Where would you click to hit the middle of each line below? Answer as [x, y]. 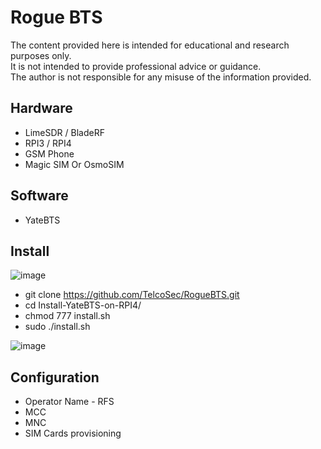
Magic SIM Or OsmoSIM [74, 164]
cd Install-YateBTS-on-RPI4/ [83, 305]
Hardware [41, 108]
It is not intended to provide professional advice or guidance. [136, 66]
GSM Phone [49, 153]
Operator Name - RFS [69, 402]
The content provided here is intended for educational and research [150, 45]
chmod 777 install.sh [67, 316]
